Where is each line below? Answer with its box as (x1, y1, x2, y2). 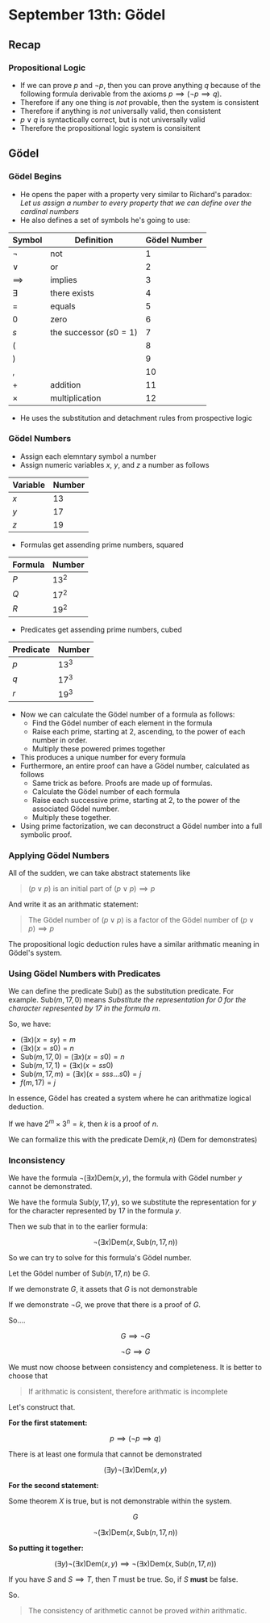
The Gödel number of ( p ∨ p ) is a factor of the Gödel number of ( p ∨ (27, 915, 255, 925)
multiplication (49, 392, 102, 403)
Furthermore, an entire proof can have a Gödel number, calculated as (19, 761, 250, 771)
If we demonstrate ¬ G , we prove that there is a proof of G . (8, 1300, 201, 1310)
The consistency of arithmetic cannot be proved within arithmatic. (27, 1606, 247, 1616)
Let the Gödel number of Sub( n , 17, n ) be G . (8, 1268, 151, 1278)
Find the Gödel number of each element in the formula (31, 717, 213, 728)
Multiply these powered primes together (31, 743, 166, 753)
